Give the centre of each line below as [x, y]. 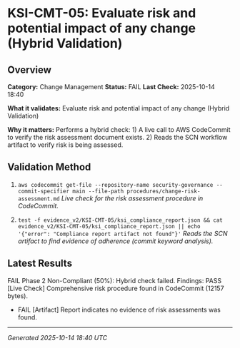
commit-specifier [44, 191]
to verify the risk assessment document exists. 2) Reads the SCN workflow [117, 137]
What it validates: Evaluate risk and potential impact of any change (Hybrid [119, 108]
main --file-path [98, 191]
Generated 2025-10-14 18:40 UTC [57, 337]
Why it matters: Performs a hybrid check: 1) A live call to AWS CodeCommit [119, 129]
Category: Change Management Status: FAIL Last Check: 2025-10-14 [111, 87]
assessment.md [39, 199]
